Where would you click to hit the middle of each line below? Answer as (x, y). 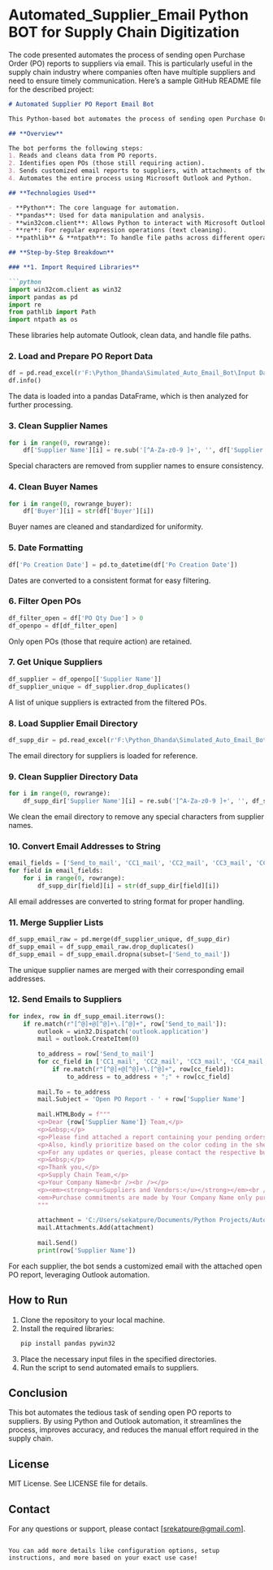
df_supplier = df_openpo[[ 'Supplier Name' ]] (85, 679)
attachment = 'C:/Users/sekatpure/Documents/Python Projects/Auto (152, 1221)
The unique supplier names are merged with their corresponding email (126, 969)
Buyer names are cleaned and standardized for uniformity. (106, 527)
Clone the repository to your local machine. (92, 1320)
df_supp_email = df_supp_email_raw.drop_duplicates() (102, 947)
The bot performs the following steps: (76, 148)
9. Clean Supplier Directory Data (73, 776)
